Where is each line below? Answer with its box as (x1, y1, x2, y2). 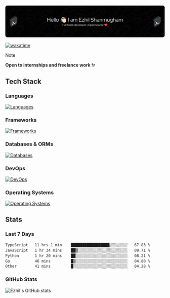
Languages (5, 92, 34, 99)
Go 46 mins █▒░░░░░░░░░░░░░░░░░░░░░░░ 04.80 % (5, 258, 151, 264)
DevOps (5, 165, 26, 172)
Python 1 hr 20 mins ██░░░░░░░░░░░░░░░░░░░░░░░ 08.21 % (5, 253, 151, 258)
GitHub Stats (5, 276, 37, 283)
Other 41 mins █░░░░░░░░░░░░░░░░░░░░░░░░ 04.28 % (5, 264, 151, 269)
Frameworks (5, 117, 37, 124)
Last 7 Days (5, 230, 34, 237)
